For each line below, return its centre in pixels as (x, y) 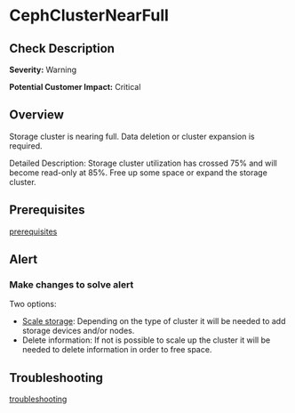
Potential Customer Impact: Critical (75, 87)
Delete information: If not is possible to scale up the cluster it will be (146, 340)
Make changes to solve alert (72, 284)
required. (26, 146)
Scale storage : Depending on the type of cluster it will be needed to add (154, 321)
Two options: (33, 304)
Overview (37, 115)
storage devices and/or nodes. (78, 331)
